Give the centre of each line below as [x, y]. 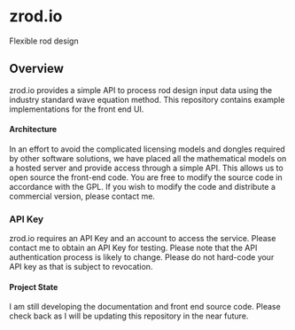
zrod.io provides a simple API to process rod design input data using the [141, 90]
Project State [34, 287]
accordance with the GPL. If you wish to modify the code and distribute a [143, 186]
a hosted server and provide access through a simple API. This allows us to [146, 168]
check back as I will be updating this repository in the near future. [129, 316]
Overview [37, 69]
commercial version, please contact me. [82, 196]
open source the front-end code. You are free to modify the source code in [146, 177]
